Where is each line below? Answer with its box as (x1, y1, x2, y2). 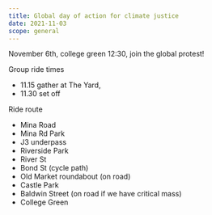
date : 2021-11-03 (8, 19, 67, 27)
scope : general (8, 27, 60, 35)
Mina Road (19, 120, 57, 130)
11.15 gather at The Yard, (19, 80, 101, 90)
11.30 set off (19, 89, 61, 99)
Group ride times (8, 65, 65, 74)
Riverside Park (19, 146, 69, 156)
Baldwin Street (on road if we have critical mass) (19, 189, 182, 199)
